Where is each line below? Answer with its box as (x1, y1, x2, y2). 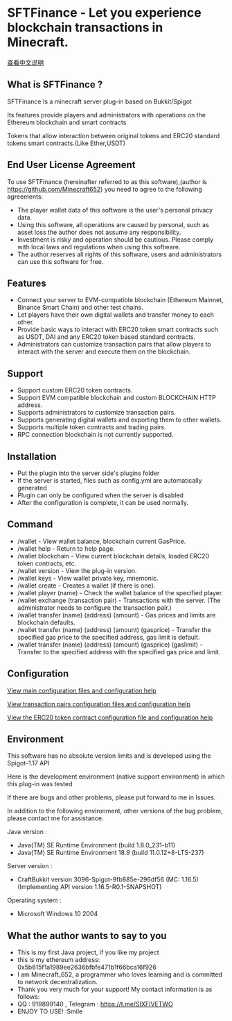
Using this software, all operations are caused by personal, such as (17, 220, 209, 229)
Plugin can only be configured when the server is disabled (17, 491, 184, 499)
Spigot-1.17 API (7, 759, 50, 767)
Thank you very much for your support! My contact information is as (17, 985, 213, 994)
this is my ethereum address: (17, 956, 100, 964)
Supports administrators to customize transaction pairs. (17, 408, 177, 417)
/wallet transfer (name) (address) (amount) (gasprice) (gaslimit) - (17, 640, 203, 649)
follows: (17, 993, 40, 1001)
